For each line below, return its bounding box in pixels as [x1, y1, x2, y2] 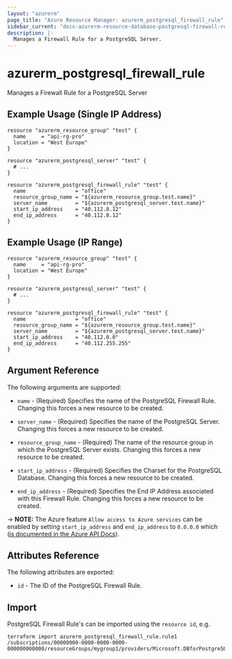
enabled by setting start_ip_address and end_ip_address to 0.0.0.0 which [7, 522, 218, 530]
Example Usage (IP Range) [7, 237, 123, 249]
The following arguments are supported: [7, 383, 122, 391]
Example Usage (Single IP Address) [7, 109, 162, 120]
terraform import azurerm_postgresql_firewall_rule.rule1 [7, 633, 177, 640]
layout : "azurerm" [7, 10, 60, 17]
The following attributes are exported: [7, 568, 115, 577]
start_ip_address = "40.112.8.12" [13, 206, 122, 213]
